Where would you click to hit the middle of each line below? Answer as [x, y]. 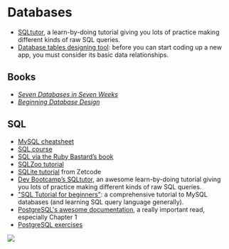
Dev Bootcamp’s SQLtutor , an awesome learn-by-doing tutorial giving [119, 179]
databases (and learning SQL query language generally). [101, 202]
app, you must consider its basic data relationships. [93, 55]
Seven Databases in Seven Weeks [68, 94]
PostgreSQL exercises [50, 224]
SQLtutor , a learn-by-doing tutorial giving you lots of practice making [118, 32]
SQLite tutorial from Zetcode [59, 171]
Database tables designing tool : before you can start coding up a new [120, 47]
